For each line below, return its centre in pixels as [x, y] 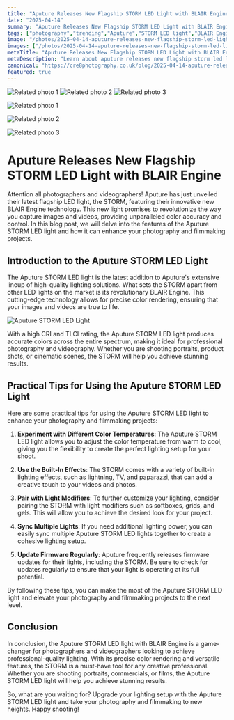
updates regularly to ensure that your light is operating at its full [108, 570]
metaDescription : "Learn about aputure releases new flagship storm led [115, 59]
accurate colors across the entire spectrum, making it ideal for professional [115, 341]
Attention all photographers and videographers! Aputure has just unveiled [112, 194]
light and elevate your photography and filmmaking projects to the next [109, 598]
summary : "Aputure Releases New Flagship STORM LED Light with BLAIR [110, 26]
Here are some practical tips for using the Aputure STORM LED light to [108, 413]
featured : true [29, 72]
